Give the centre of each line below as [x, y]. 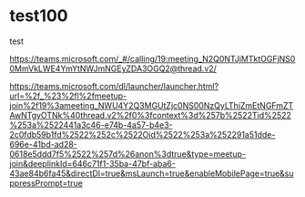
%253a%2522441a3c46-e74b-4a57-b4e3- [91, 125]
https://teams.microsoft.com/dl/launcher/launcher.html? [114, 86]
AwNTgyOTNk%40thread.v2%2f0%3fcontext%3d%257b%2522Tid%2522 [150, 115]
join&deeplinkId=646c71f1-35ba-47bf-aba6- [92, 163]
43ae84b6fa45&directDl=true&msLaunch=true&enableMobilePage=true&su [152, 173]
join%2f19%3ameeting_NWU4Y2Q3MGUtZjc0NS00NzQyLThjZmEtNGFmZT [152, 105]
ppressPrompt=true [46, 182]
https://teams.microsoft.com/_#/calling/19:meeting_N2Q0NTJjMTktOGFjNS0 [152, 58]
